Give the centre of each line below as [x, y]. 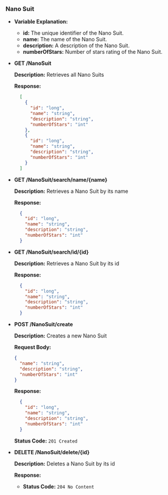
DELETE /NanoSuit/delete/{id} [52, 452]
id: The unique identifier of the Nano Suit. [73, 33]
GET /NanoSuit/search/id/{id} [51, 252]
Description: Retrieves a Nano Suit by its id [67, 263]
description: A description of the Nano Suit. [76, 45]
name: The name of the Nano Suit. [65, 40]
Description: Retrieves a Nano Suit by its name [71, 191]
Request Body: [32, 348]
